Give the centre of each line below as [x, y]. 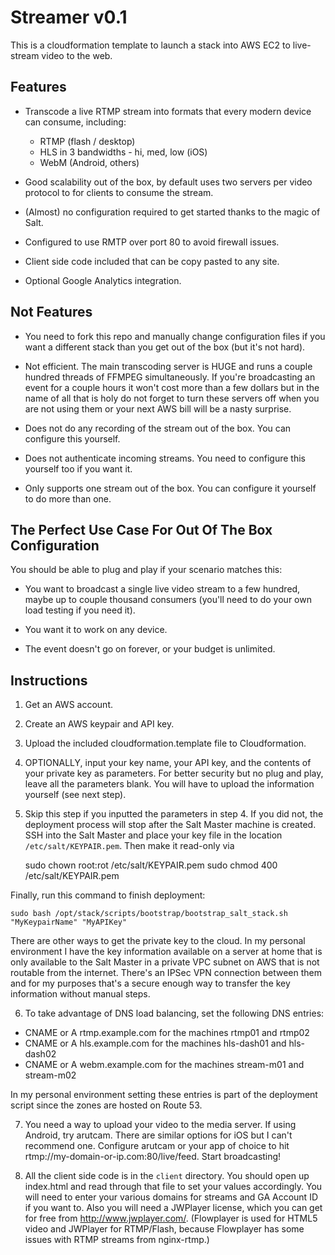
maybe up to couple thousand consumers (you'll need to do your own [168, 600]
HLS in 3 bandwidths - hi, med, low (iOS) [123, 152]
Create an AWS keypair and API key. [99, 724]
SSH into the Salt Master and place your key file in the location [153, 835]
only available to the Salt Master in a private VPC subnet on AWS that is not [165, 962]
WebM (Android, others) [89, 162]
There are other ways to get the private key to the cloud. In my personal [158, 941]
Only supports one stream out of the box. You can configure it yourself [170, 488]
